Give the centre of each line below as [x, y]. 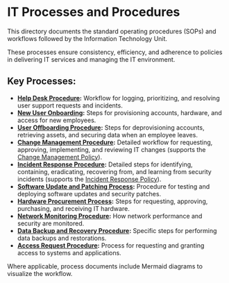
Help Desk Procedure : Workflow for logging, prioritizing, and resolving [118, 98]
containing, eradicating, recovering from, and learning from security [114, 171]
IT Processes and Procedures [94, 12]
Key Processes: [42, 82]
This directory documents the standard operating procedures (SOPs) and [112, 31]
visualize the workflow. [40, 273]
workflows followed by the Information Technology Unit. [87, 38]
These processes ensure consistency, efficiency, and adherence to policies [115, 52]
